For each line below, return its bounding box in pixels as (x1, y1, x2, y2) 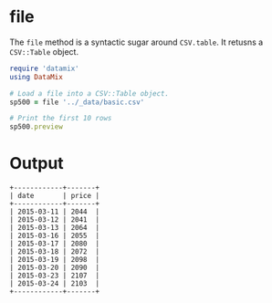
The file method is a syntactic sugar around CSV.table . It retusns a (9, 37, 264, 47)
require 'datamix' (9, 64, 79, 73)
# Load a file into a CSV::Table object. (9, 89, 170, 98)
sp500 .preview (9, 122, 64, 131)
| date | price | (9, 192, 100, 201)
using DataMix (9, 72, 64, 81)
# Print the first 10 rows (9, 114, 112, 123)
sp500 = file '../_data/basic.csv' (9, 98, 145, 107)
